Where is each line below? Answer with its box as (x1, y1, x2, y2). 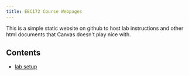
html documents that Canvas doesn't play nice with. (6, 30, 131, 38)
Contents (6, 48, 41, 58)
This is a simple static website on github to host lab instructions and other (6, 25, 184, 32)
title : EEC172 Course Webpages (6, 8, 83, 15)
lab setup (14, 63, 37, 70)
